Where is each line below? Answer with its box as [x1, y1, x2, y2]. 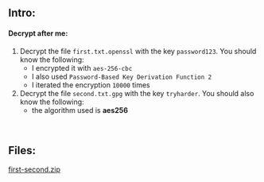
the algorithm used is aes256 [31, 105, 129, 114]
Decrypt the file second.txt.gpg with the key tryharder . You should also [19, 88, 254, 98]
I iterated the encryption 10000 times [31, 79, 150, 90]
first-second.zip [8, 165, 61, 174]
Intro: [8, 6, 36, 20]
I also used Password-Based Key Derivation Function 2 [31, 72, 212, 81]
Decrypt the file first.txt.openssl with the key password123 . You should [19, 46, 257, 56]
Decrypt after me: [8, 28, 68, 38]
